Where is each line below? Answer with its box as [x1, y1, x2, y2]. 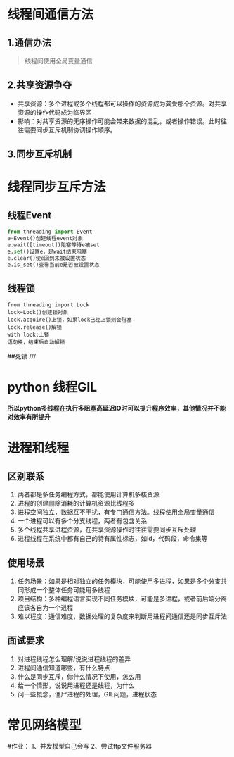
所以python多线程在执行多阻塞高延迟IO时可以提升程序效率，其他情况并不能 [7, 404, 226, 413]
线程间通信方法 [7, 6, 94, 23]
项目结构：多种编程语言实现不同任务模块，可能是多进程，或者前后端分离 [17, 594, 227, 603]
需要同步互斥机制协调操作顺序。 [23, 125, 117, 134]
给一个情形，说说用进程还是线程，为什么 [17, 681, 135, 689]
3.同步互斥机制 [7, 149, 72, 161]
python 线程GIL [7, 380, 98, 395]
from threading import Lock [7, 301, 90, 308]
